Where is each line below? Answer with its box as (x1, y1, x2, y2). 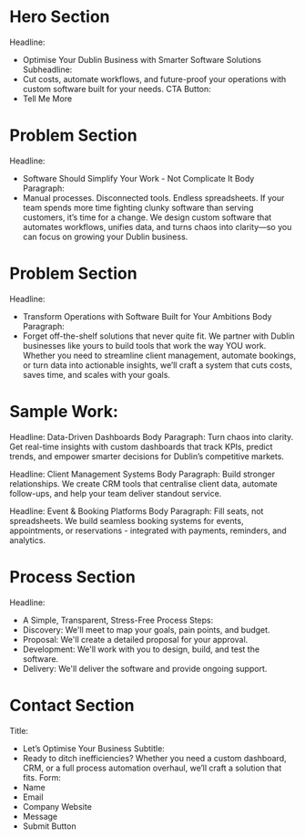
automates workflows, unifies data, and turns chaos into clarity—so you (22, 221, 292, 232)
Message (22, 811, 57, 822)
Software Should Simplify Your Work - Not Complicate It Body (22, 173, 255, 184)
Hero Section (9, 6, 111, 27)
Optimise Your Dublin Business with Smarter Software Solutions (22, 54, 262, 65)
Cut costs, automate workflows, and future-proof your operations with (22, 73, 287, 84)
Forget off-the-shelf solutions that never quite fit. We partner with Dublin (22, 330, 296, 341)
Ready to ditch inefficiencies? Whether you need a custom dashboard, (22, 752, 287, 763)
